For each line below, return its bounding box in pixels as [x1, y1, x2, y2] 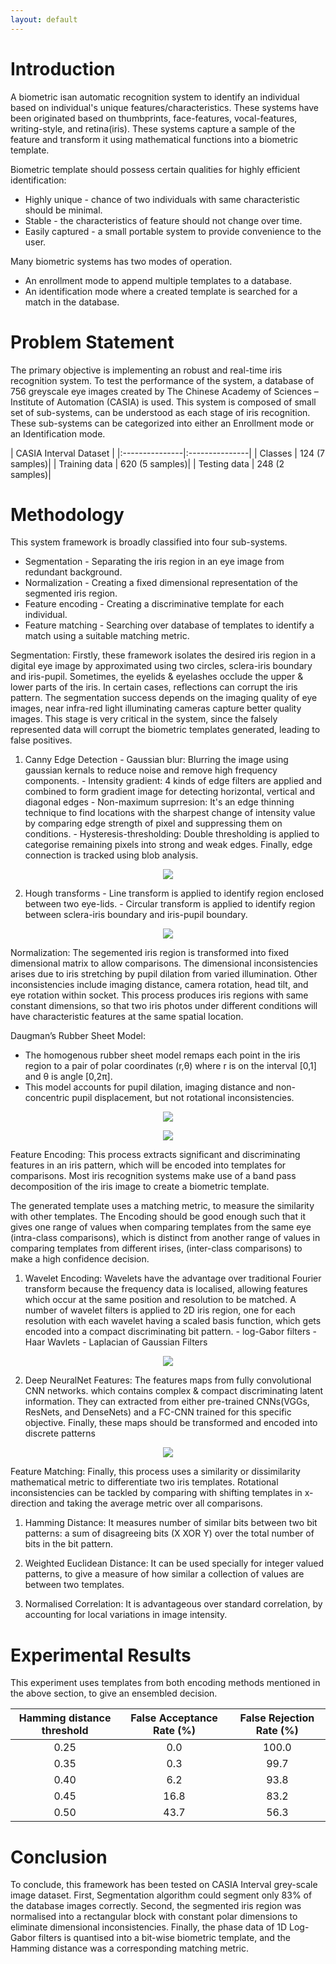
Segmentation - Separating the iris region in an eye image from [24, 556, 285, 568]
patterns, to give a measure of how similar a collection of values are [24, 1568, 305, 1580]
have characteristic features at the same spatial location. [10, 1011, 244, 1023]
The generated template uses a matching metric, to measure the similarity [10, 1200, 315, 1212]
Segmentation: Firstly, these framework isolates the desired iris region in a [10, 649, 317, 661]
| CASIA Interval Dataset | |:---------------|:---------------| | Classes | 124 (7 [10, 447, 325, 459]
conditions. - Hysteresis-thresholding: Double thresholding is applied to [24, 828, 320, 840]
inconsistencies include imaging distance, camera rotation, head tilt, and [10, 979, 309, 991]
